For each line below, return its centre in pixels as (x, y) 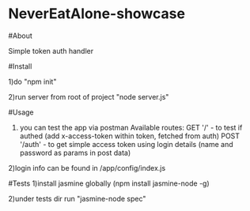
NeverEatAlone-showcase (97, 14)
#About (21, 36)
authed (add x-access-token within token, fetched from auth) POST (129, 136)
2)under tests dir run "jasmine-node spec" (77, 198)
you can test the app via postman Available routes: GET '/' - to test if (131, 127)
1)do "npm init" (32, 81)
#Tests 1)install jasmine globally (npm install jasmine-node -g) (109, 183)
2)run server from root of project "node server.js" (89, 96)
